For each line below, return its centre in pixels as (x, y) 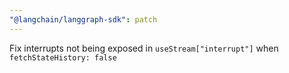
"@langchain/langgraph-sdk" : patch (83, 19)
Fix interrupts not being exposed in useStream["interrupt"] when (144, 48)
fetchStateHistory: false (63, 57)
